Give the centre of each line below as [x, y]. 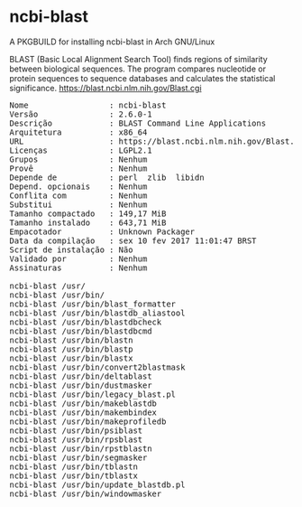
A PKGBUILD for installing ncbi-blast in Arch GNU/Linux [112, 42]
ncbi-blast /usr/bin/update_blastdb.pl [97, 484]
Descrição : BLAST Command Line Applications [138, 123]
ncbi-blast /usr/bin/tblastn [73, 466]
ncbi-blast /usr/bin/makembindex [83, 412]
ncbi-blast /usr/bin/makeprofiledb [88, 421]
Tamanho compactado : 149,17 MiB [88, 213]
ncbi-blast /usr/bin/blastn [71, 340]
